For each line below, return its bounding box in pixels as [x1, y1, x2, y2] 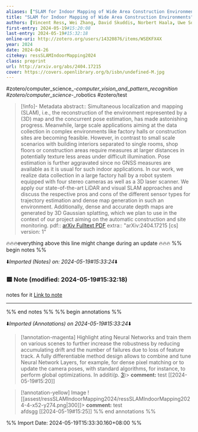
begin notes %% [6, 246, 47, 254]
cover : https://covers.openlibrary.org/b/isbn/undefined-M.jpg [6, 69, 165, 75]
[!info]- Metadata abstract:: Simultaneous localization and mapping [20, 103, 183, 110]
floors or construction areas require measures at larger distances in [20, 147, 184, 154]
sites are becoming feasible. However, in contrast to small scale [20, 134, 176, 142]
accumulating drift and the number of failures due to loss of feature [20, 346, 184, 353]
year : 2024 [6, 42, 33, 48]
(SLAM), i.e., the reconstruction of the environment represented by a [20, 109, 187, 116]
